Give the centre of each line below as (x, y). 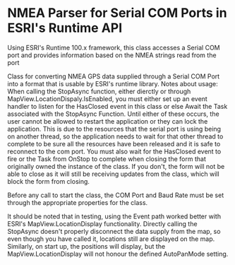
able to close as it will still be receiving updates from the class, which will (114, 174)
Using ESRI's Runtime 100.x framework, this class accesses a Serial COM (114, 47)
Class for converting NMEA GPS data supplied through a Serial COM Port (114, 76)
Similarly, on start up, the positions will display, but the (86, 246)
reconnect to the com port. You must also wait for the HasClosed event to (114, 151)
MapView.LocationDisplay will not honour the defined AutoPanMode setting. (118, 254)
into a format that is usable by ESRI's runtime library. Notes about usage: (113, 83)
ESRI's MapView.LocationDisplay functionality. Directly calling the (102, 223)
